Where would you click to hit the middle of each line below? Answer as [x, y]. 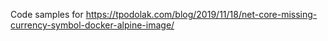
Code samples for [47, 14]
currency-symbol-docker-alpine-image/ [92, 25]
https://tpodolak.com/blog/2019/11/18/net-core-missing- [201, 14]
